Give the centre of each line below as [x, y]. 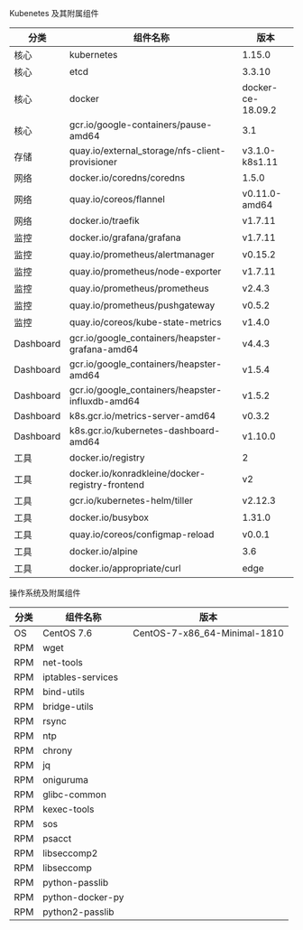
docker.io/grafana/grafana [125, 237]
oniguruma [65, 780]
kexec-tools [68, 809]
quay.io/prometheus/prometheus [139, 288]
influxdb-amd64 [105, 401]
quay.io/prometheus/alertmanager [142, 254]
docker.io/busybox [109, 517]
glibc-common [74, 795]
